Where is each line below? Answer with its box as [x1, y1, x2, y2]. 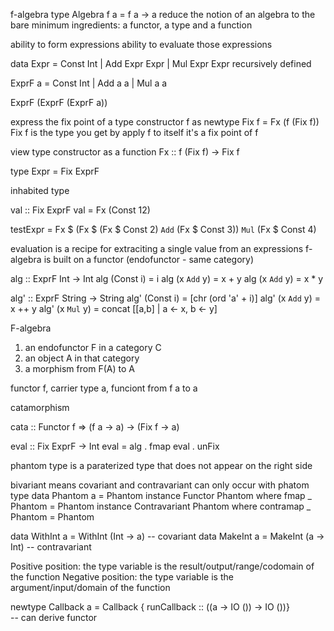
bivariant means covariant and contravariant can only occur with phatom [10, 479, 310, 491]
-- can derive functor [10, 612, 98, 623]
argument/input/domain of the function [10, 582, 171, 593]
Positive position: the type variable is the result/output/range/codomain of [10, 560, 315, 572]
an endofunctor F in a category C [24, 342, 162, 353]
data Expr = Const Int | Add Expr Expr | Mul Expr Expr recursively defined [10, 58, 312, 69]
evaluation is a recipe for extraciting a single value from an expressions [10, 243, 304, 254]
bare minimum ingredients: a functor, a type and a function [10, 19, 253, 31]
